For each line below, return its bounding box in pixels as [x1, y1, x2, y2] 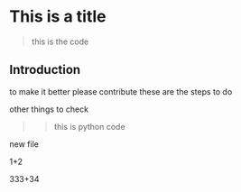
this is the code [31, 36, 89, 47]
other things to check [9, 104, 88, 114]
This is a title [9, 6, 107, 27]
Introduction [9, 62, 81, 78]
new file [9, 138, 39, 150]
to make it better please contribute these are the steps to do [9, 86, 233, 96]
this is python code [53, 121, 125, 132]
